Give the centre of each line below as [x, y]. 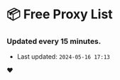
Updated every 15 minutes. [54, 42]
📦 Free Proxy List [60, 15]
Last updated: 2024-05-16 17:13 [64, 57]
